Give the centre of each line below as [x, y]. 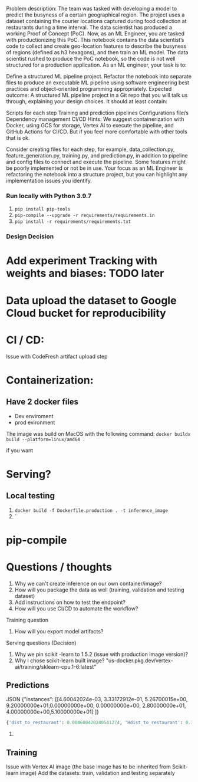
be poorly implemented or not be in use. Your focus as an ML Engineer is [95, 168]
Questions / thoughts [59, 567]
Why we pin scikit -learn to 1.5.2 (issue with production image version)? [101, 654]
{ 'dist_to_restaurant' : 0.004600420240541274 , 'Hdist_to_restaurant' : [95, 723]
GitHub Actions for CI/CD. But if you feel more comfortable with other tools [97, 132]
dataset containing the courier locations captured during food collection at [96, 21]
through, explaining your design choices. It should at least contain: [87, 101]
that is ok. [18, 138]
